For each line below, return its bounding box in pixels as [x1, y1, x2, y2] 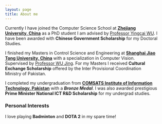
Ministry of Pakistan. [5, 71, 46, 76]
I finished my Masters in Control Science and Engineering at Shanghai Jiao [5, 50, 156, 56]
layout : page [5, 7, 32, 12]
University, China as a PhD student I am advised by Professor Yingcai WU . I [5, 30, 158, 36]
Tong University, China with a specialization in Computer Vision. [5, 55, 135, 61]
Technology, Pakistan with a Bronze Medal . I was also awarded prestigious [5, 85, 157, 91]
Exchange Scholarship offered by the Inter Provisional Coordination [5, 65, 142, 71]
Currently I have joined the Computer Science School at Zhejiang [5, 25, 136, 31]
